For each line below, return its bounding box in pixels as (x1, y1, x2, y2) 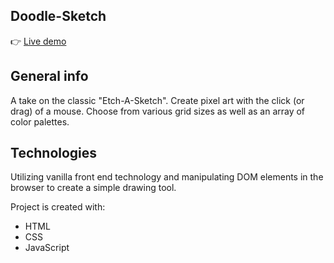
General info (10, 68, 89, 85)
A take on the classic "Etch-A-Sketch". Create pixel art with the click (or (10, 94, 305, 106)
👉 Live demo (10, 35, 67, 47)
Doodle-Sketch (10, 8, 107, 25)
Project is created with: (10, 201, 106, 213)
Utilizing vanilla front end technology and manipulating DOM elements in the (10, 171, 324, 183)
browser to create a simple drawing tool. (10, 182, 177, 194)
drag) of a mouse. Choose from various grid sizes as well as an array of (10, 105, 306, 117)
